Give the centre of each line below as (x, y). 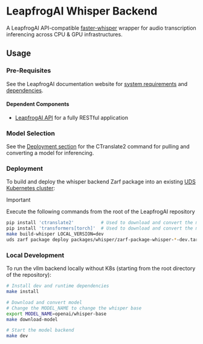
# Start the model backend (40, 330)
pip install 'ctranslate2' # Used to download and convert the (100, 223)
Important (18, 200)
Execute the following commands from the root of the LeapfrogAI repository (101, 212)
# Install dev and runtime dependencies (58, 286)
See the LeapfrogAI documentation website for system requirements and (97, 84)
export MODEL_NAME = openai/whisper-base (56, 314)
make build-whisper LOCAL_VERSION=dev (55, 234)
